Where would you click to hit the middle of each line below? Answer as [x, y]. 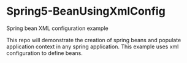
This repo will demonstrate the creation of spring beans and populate [94, 40]
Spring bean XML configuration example [57, 28]
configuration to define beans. [44, 53]
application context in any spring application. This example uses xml [93, 46]
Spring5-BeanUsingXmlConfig [86, 11]
